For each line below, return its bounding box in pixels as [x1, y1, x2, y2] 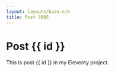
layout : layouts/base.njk [6, 8, 70, 15]
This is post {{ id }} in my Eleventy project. [6, 59, 110, 66]
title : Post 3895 [6, 14, 49, 20]
